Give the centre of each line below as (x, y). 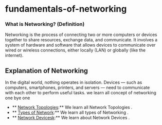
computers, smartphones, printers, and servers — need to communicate (77, 88)
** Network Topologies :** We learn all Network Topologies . (72, 107)
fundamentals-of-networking (66, 9)
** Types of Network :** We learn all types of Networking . (70, 112)
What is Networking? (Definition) (45, 24)
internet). (14, 55)
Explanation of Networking (47, 71)
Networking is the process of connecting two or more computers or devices (81, 35)
